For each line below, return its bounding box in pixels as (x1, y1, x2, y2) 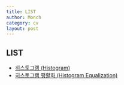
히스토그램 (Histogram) (14, 64, 71, 72)
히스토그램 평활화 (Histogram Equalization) (14, 72, 118, 79)
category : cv (6, 20, 39, 26)
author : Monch (6, 14, 42, 20)
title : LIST (6, 8, 36, 15)
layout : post (6, 25, 39, 32)
